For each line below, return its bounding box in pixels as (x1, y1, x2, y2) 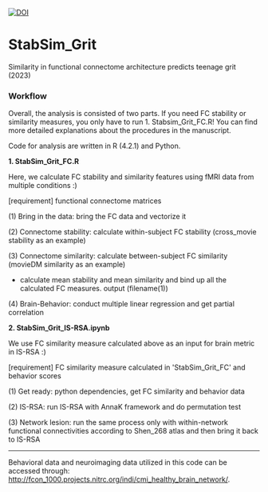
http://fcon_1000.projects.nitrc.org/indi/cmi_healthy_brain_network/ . (8, 474, 231, 484)
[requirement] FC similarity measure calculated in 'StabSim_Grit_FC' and (8, 362, 246, 372)
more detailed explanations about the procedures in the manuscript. (8, 126, 231, 135)
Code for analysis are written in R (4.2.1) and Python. (8, 141, 181, 151)
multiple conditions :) (8, 181, 77, 190)
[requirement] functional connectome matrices (8, 196, 162, 206)
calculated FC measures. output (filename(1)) (19, 284, 169, 294)
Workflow (8, 90, 48, 102)
